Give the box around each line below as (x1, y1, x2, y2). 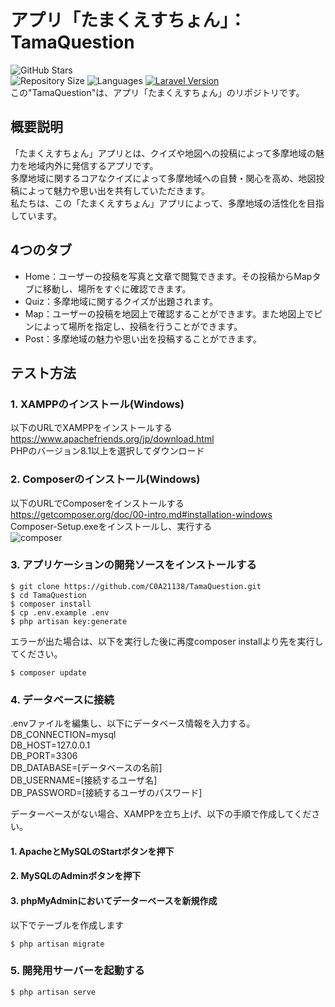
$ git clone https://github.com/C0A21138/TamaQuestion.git (10, 581, 262, 591)
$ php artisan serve (10, 987, 97, 997)
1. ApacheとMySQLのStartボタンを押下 (10, 845, 175, 857)
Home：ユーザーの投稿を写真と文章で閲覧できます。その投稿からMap (24, 270, 313, 282)
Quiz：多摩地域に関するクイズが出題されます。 (24, 295, 219, 307)
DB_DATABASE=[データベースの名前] (10, 762, 163, 774)
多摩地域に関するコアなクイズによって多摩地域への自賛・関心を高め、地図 (10, 172, 317, 184)
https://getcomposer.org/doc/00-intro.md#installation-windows (10, 508, 273, 520)
